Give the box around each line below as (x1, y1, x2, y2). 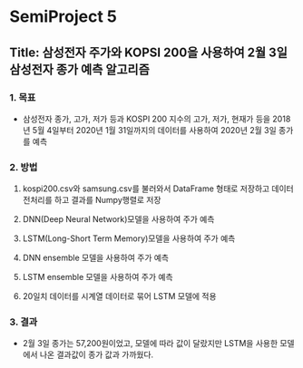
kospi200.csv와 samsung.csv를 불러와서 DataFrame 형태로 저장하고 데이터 (22, 183, 294, 194)
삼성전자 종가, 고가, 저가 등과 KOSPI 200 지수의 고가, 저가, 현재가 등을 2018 (22, 113, 291, 124)
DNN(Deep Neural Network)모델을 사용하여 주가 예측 (22, 214, 215, 225)
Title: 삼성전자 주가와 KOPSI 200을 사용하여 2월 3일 (9, 44, 288, 60)
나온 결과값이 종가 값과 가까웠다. (39, 349, 154, 360)
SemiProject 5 (9, 6, 118, 27)
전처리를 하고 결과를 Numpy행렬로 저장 (22, 195, 161, 206)
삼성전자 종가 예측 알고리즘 (9, 62, 150, 77)
